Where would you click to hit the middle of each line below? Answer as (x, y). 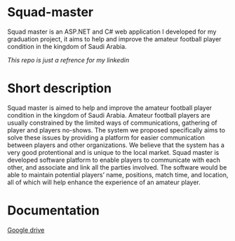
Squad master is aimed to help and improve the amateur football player (110, 108)
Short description (60, 89)
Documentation (54, 211)
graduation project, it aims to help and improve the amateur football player (114, 39)
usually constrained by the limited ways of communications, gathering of (112, 123)
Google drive (26, 230)
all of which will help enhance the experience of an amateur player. (104, 182)
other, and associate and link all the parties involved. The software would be (117, 167)
